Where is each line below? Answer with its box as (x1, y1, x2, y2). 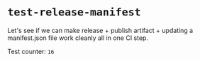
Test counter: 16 (7, 47, 55, 55)
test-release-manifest (7, 6, 141, 19)
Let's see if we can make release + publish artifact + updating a (7, 26, 194, 34)
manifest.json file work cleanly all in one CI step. (7, 34, 149, 42)
